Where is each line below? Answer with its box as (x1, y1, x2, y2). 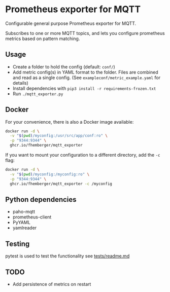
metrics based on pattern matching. (5, 35, 80, 42)
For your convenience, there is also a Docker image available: (5, 119, 134, 125)
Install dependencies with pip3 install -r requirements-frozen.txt (12, 85, 156, 91)
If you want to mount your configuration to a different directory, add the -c (5, 152, 161, 158)
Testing (5, 239, 30, 248)
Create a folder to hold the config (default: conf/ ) (12, 63, 115, 69)
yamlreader (12, 225, 37, 231)
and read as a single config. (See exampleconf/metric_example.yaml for (12, 75, 161, 81)
